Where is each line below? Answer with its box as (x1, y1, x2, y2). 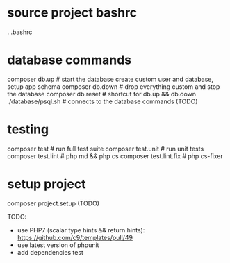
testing (7, 121, 49, 137)
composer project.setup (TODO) (7, 199, 99, 207)
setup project (7, 176, 86, 192)
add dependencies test (17, 248, 83, 256)
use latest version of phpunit (17, 241, 99, 249)
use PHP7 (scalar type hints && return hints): (17, 226, 145, 234)
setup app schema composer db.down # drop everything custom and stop (7, 82, 220, 91)
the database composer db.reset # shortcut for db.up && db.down (7, 90, 197, 98)
